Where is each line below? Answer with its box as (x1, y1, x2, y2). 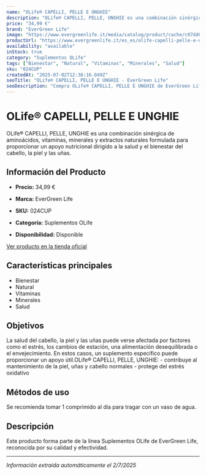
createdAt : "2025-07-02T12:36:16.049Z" (6, 72, 109, 78)
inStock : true (6, 49, 43, 55)
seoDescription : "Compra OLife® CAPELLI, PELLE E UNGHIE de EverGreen (6, 83, 191, 89)
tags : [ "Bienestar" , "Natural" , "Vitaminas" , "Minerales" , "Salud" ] (6, 60, 185, 66)
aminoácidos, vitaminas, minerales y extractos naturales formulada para (6, 136, 188, 143)
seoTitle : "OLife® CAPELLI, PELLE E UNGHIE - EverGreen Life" (6, 77, 169, 83)
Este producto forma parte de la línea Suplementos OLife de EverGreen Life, (6, 438, 198, 444)
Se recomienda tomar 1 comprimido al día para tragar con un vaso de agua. (6, 403, 197, 411)
